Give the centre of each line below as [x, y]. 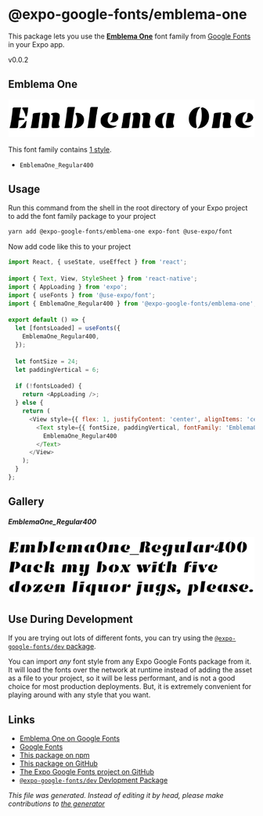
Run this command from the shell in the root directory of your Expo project [128, 208]
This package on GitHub [58, 763]
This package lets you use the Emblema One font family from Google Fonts [130, 36]
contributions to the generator [57, 803]
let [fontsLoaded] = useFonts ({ [68, 328]
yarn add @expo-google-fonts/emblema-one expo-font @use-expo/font [121, 232]
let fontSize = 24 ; [47, 361]
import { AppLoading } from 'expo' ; [68, 287]
